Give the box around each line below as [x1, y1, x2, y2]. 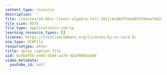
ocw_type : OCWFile [5, 39, 43, 44]
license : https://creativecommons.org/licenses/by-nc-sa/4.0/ [5, 35, 137, 40]
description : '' [5, 12, 39, 17]
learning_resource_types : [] [5, 30, 66, 35]
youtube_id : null [9, 62, 46, 67]
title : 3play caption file [5, 48, 61, 53]
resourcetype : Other [5, 44, 48, 49]
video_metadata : [5, 58, 39, 63]
